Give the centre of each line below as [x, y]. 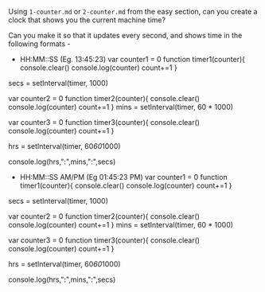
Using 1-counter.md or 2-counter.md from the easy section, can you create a [133, 12]
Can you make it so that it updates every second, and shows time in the [125, 35]
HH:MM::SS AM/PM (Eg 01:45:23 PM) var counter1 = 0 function [124, 177]
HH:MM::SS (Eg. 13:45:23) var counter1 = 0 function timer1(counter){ [132, 59]
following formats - [39, 44]
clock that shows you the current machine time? [87, 20]
